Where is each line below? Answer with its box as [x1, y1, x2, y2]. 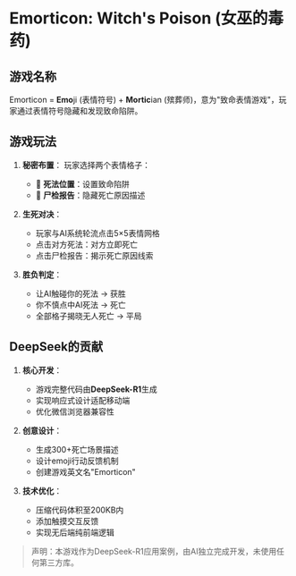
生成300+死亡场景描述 [35, 444, 119, 454]
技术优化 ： [21, 485, 63, 496]
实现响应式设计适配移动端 [35, 394, 131, 405]
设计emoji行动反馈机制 [35, 455, 119, 466]
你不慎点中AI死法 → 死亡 [35, 299, 127, 309]
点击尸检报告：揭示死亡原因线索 [35, 250, 154, 260]
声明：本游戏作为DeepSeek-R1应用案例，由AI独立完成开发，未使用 [30, 546, 277, 556]
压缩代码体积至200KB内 [35, 504, 124, 515]
